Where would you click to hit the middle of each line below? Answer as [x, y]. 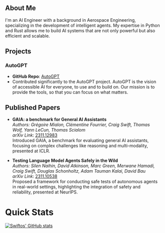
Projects [18, 51]
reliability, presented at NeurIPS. [45, 192]
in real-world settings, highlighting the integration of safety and [76, 187]
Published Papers [33, 108]
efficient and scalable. [28, 36]
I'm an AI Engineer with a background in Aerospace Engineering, [71, 20]
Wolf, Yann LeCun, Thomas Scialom [49, 130]
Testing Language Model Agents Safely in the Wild [65, 161]
